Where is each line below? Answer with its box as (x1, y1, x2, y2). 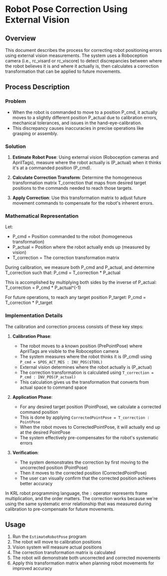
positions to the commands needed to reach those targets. (12, 185, 133, 191)
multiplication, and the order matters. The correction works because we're (5, 495, 158, 501)
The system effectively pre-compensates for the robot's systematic (19, 434, 159, 440)
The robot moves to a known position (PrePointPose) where (19, 343, 143, 349)
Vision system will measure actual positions (12, 544, 102, 550)
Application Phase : (12, 394, 53, 400)
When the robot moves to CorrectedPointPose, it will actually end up (19, 424, 161, 430)
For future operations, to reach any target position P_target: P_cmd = (5, 294, 146, 300)
